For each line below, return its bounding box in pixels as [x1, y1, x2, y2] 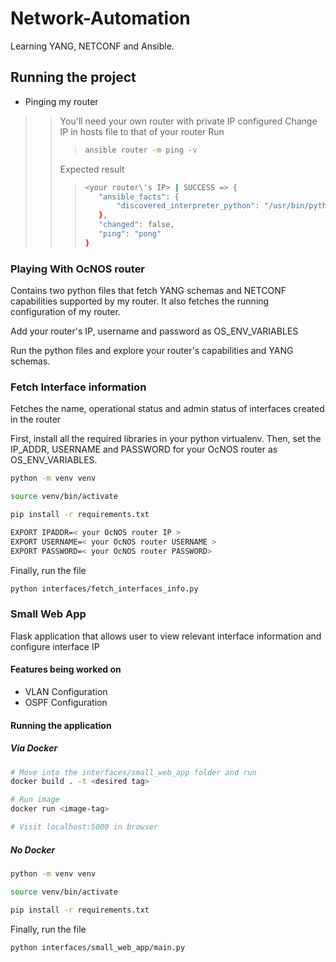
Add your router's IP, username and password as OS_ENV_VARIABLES [10, 325, 299, 337]
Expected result [59, 163, 125, 175]
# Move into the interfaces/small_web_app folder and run [10, 767, 257, 777]
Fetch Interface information [10, 380, 147, 394]
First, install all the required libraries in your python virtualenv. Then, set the [10, 433, 322, 445]
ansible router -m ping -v [84, 145, 198, 155]
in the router [10, 413, 62, 426]
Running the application [10, 719, 112, 731]
